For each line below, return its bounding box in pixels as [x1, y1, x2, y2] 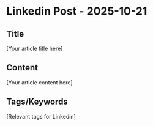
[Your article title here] [6, 45, 63, 52]
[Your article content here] [6, 78, 73, 86]
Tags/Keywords [6, 97, 69, 107]
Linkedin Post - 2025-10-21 [6, 4, 147, 18]
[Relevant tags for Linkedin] [6, 113, 76, 120]
